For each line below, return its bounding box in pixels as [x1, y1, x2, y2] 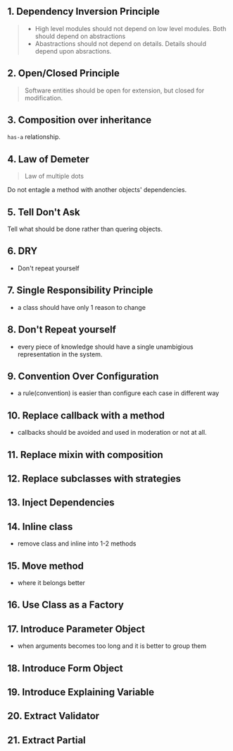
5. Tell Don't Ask [7, 206, 81, 218]
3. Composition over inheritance [7, 114, 152, 126]
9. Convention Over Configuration [7, 370, 159, 382]
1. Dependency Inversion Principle [7, 6, 160, 18]
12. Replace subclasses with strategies [7, 472, 182, 484]
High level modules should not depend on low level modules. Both [34, 24, 227, 32]
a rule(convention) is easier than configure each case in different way [17, 389, 220, 397]
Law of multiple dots [24, 172, 84, 181]
